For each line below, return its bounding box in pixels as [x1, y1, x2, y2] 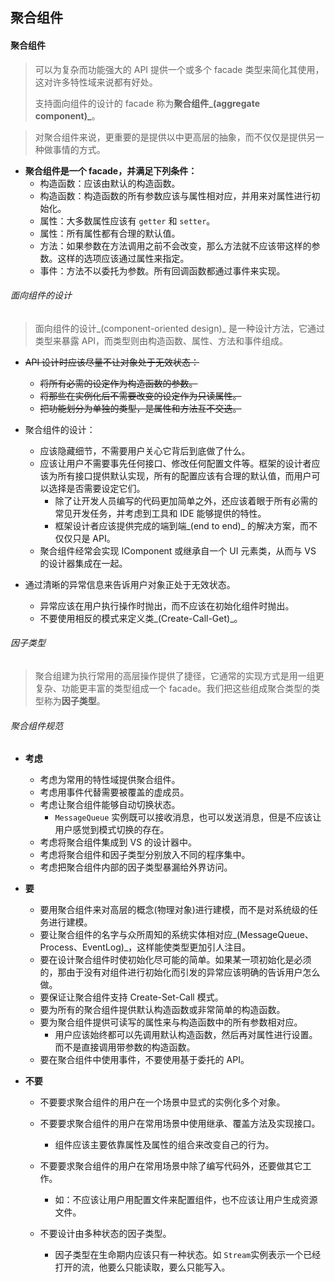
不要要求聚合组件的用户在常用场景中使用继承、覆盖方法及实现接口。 [39, 1118, 321, 1130]
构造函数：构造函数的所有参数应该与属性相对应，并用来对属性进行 [39, 189, 312, 202]
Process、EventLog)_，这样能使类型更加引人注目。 [39, 941, 252, 953]
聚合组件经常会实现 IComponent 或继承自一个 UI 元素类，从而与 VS [39, 544, 317, 557]
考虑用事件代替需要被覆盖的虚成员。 [39, 786, 190, 798]
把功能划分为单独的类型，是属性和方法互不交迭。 [39, 402, 242, 414]
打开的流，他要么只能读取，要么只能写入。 [54, 1261, 231, 1273]
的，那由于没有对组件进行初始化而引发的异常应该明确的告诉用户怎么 [39, 966, 321, 978]
